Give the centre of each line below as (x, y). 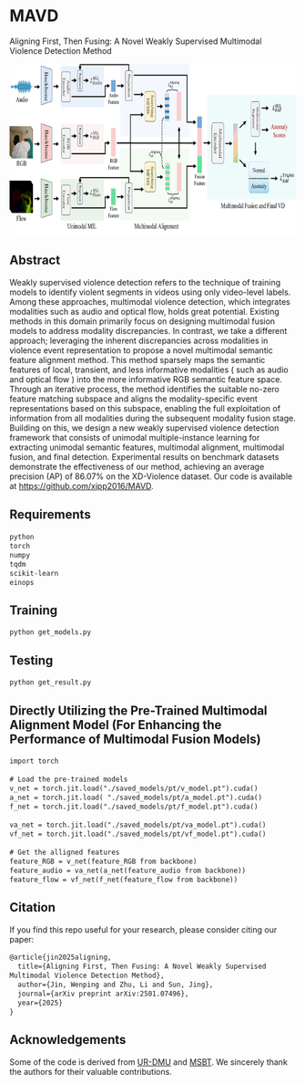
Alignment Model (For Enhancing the (116, 725)
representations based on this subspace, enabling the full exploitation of (145, 408)
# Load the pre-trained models (69, 779)
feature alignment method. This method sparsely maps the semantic (137, 360)
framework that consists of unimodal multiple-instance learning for (135, 437)
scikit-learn (34, 573)
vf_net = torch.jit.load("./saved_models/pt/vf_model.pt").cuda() (138, 834)
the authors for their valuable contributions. (91, 1071)
